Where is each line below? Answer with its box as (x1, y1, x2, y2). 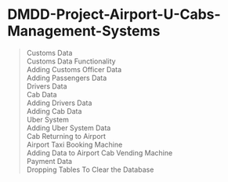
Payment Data (26, 156, 72, 166)
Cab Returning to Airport (26, 131, 107, 140)
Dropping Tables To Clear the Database (26, 165, 154, 174)
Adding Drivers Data (26, 98, 92, 107)
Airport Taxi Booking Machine (26, 140, 123, 149)
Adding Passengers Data (26, 73, 107, 82)
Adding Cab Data (26, 106, 82, 115)
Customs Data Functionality (26, 56, 116, 66)
